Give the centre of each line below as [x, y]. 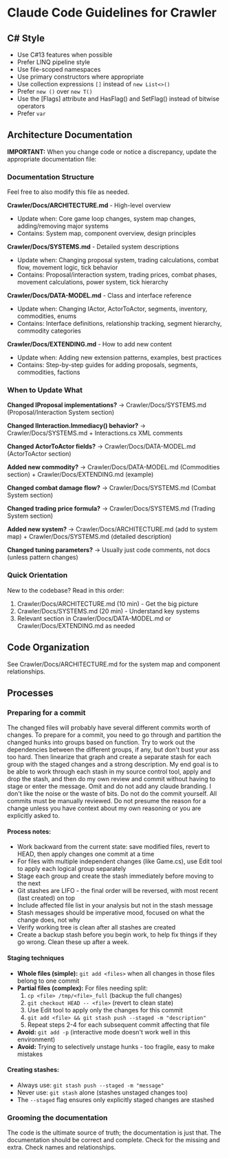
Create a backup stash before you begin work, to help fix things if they [117, 935]
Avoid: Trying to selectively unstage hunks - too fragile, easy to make [116, 1046]
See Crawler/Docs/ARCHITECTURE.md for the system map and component [114, 664]
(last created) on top [46, 898]
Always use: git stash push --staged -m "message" [90, 1085]
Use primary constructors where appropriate [80, 77]
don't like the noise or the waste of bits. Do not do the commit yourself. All [112, 794]
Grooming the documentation [57, 1117]
